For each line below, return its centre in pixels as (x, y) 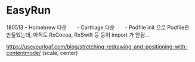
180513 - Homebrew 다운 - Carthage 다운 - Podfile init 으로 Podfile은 (98, 27)
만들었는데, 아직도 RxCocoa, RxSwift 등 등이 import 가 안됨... (78, 35)
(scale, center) (60, 53)
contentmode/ (24, 53)
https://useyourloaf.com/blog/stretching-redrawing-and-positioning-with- (97, 46)
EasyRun (29, 10)
